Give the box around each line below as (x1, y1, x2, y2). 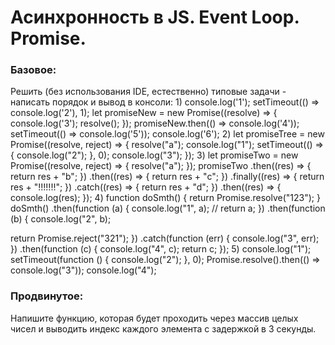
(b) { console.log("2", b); (10, 213, 112, 225)
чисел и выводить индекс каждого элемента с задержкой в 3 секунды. (10, 322, 317, 335)
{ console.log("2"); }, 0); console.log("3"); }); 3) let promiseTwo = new (10, 149, 299, 161)
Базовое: (10, 63, 57, 77)
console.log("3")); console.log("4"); (10, 264, 157, 276)
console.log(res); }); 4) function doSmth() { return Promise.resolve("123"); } (10, 192, 321, 204)
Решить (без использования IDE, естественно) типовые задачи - (10, 86, 287, 98)
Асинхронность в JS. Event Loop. (10, 6, 300, 29)
